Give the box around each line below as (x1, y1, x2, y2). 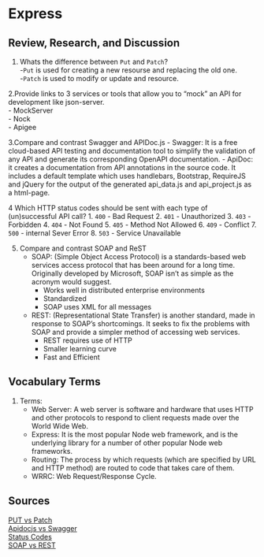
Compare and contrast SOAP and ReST (19, 243, 147, 253)
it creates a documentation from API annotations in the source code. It (8, 163, 236, 172)
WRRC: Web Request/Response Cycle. (31, 471, 157, 481)
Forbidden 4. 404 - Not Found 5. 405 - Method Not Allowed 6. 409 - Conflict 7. (8, 220, 257, 229)
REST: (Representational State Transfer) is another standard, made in (31, 310, 255, 320)
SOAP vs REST (8, 540, 57, 550)
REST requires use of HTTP (43, 336, 132, 345)
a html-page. (8, 188, 50, 197)
